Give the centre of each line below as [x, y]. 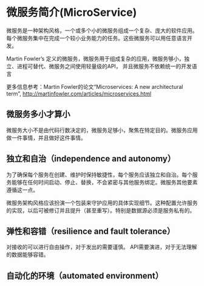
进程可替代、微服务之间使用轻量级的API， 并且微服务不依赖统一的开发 [104, 66]
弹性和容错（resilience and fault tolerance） [91, 231]
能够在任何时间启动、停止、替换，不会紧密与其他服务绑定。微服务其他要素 [104, 182]
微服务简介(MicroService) [72, 12]
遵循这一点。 [22, 190]
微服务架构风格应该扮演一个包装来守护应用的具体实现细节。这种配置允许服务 [102, 203]
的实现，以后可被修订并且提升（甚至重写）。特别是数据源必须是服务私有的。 [101, 210]
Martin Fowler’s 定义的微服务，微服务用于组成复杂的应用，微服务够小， [95, 58]
